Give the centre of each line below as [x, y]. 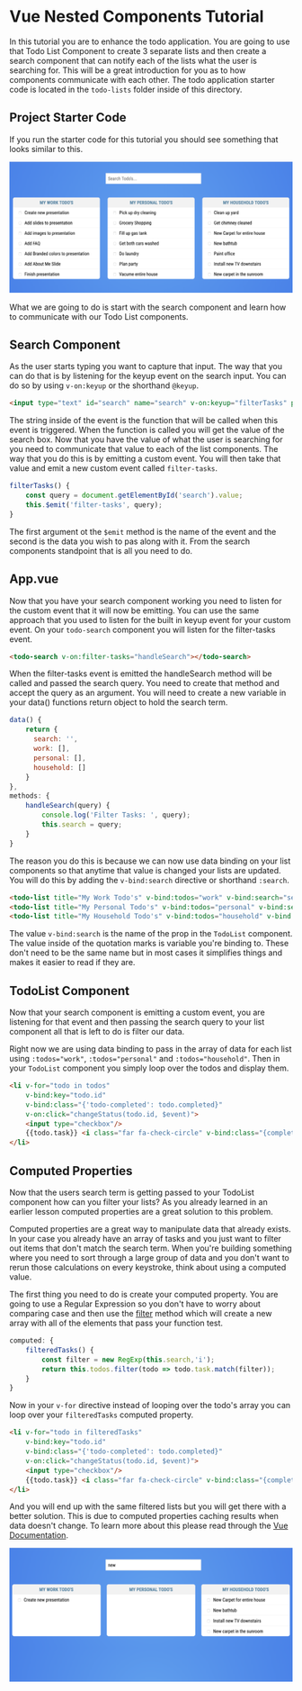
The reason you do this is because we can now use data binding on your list [150, 861]
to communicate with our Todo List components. [99, 316]
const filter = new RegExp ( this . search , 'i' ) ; [129, 1360]
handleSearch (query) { [68, 806]
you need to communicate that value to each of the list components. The [144, 449]
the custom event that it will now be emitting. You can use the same [134, 610]
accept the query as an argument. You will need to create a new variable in [148, 693]
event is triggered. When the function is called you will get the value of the [147, 430]
